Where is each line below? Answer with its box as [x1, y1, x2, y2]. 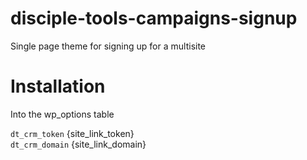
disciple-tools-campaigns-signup [10, 7, 298, 30]
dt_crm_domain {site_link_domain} [10, 138, 147, 150]
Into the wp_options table [10, 108, 115, 120]
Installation [10, 75, 106, 98]
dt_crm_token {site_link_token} [10, 127, 135, 139]
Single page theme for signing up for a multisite [10, 40, 207, 52]
